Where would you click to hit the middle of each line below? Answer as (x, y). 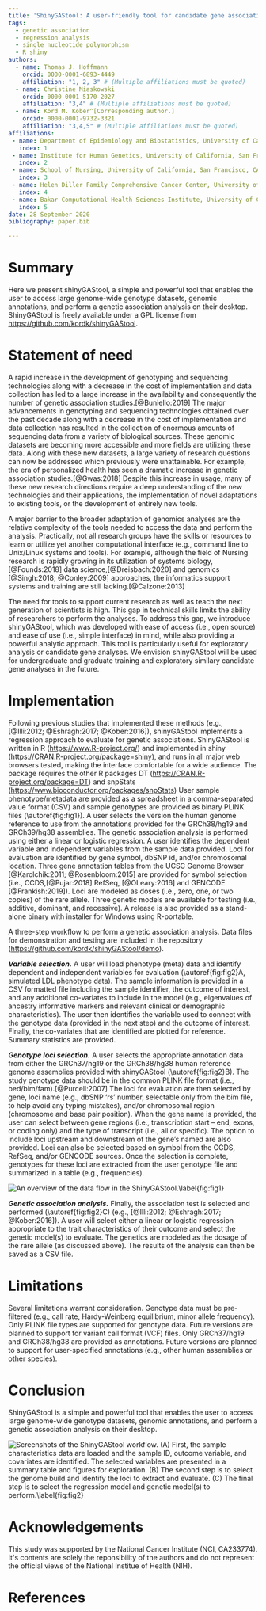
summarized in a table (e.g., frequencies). (76, 1172)
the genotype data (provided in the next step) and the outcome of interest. (129, 1023)
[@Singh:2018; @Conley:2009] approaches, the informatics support (119, 578)
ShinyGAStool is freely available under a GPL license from (102, 315)
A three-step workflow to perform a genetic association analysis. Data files (130, 931)
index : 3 (33, 178)
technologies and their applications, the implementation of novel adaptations (133, 495)
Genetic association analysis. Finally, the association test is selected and (129, 1203)
